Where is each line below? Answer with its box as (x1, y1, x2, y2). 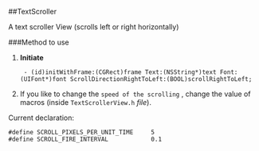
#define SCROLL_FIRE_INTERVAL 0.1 (8, 135, 162, 143)
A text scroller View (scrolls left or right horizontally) (8, 22, 179, 31)
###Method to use (8, 37, 69, 47)
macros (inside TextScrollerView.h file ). (19, 98, 151, 106)
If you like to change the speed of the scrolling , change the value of (19, 89, 251, 99)
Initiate (19, 53, 44, 62)
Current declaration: (8, 113, 74, 122)
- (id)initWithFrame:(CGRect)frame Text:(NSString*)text (23, 68, 217, 76)
